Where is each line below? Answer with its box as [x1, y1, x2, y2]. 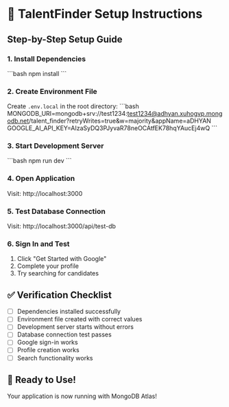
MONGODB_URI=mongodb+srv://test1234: [7, 110, 128, 118]
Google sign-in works [16, 338, 78, 347]
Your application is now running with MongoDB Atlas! [7, 392, 158, 400]
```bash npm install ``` [7, 69, 67, 77]
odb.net [7, 116, 29, 125]
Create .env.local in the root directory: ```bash [7, 102, 139, 110]
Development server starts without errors [16, 323, 134, 331]
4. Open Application [7, 174, 75, 184]
